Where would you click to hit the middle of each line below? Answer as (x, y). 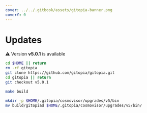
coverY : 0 (16, 15)
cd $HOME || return (26, 63)
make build (17, 91)
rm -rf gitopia (21, 68)
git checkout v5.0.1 (27, 82)
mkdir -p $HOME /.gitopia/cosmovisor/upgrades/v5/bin (62, 101)
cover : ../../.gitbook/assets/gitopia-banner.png (59, 10)
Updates (24, 40)
